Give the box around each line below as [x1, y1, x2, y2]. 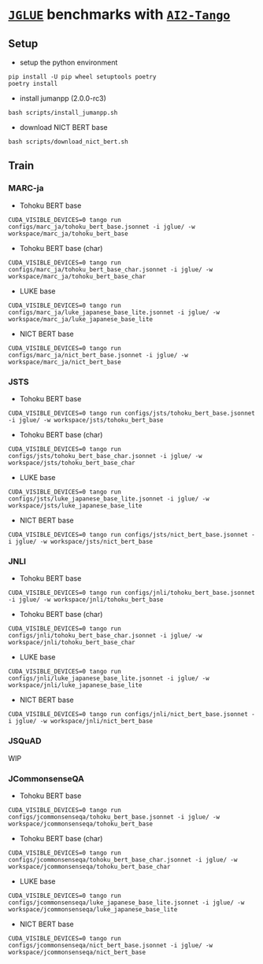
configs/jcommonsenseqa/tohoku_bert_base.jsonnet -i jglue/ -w [8, 813, 220, 821]
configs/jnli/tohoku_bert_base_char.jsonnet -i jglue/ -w [8, 632, 202, 640]
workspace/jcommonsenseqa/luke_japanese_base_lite [8, 905, 178, 914]
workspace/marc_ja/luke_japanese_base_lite [8, 315, 154, 323]
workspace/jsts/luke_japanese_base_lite [8, 501, 143, 509]
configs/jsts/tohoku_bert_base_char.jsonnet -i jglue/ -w [8, 452, 202, 460]
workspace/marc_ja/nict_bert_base [8, 358, 122, 366]
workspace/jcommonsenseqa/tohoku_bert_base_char [8, 862, 171, 870]
